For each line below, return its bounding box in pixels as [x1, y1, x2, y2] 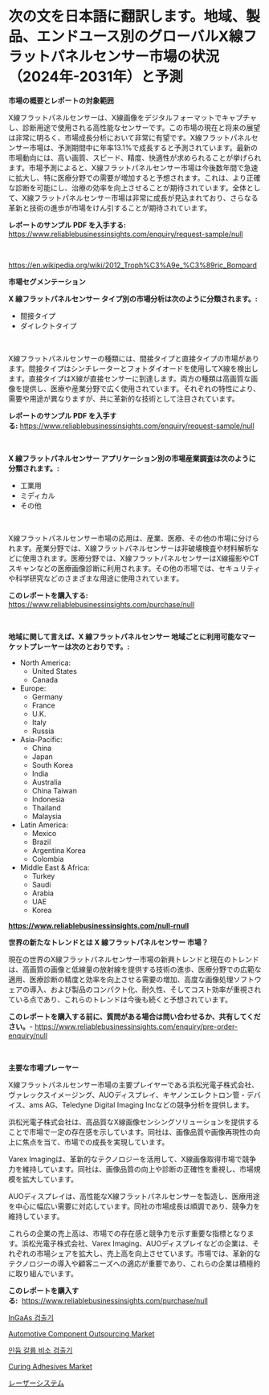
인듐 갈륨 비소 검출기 [8, 1345, 73, 1355]
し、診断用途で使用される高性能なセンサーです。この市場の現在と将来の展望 [8, 122, 261, 133]
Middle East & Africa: [19, 863, 90, 872]
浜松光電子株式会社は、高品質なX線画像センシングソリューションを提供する [8, 1117, 259, 1127]
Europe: [19, 683, 47, 693]
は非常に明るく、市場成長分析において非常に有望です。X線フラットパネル [8, 133, 251, 142]
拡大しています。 [22, 1174, 79, 1184]
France [31, 700, 56, 710]
